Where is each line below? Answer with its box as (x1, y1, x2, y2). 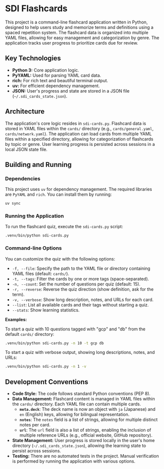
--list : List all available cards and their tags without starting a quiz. (12, 302, 149, 307)
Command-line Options (5, 245, 62, 252)
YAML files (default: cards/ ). (12, 270, 70, 277)
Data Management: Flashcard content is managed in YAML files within (12, 396, 155, 402)
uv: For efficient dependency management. (12, 83, 100, 89)
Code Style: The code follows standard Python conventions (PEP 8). (12, 391, 151, 397)
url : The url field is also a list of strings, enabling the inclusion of (19, 427, 151, 433)
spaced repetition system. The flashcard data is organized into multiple (5, 29, 148, 35)
